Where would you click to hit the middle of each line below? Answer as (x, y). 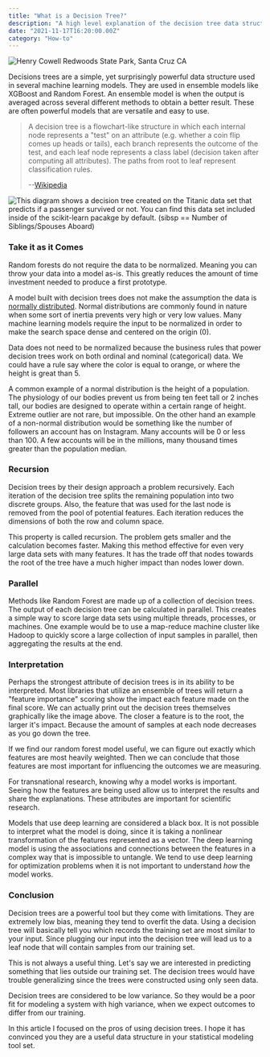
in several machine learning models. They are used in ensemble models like (133, 85)
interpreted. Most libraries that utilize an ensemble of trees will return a (126, 690)
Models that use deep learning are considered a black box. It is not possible (134, 823)
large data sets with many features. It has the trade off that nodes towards (131, 553)
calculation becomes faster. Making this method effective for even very (126, 545)
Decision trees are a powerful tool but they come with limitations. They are (131, 913)
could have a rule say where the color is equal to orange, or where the (125, 364)
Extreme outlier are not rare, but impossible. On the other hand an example (132, 414)
